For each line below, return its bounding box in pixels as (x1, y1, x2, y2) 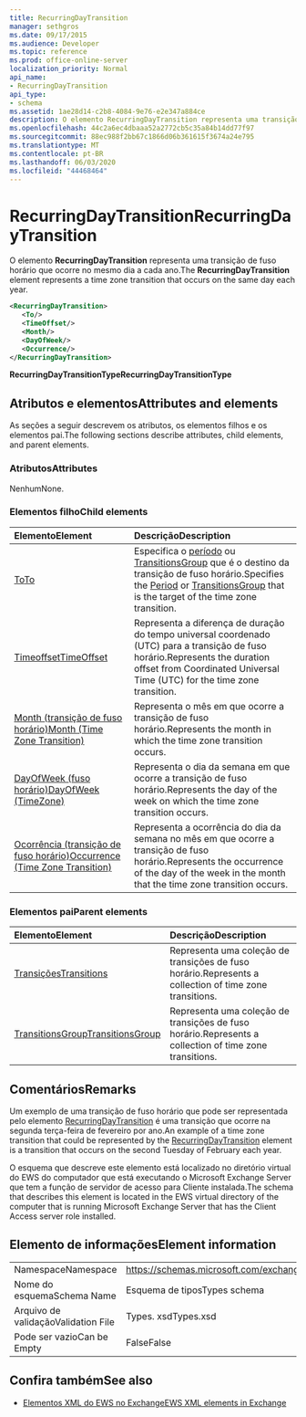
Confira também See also (9, 1373, 153, 1389)
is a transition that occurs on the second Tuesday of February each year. (9, 1144, 282, 1155)
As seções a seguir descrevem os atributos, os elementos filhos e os (9, 420, 268, 431)
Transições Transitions (14, 967, 108, 980)
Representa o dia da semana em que (133, 760, 291, 772)
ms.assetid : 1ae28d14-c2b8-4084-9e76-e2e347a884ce (9, 107, 206, 116)
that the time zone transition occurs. (133, 877, 289, 890)
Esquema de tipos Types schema (126, 1284, 265, 1296)
